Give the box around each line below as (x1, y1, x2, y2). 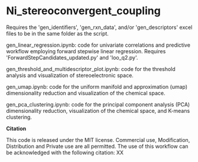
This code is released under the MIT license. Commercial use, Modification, (6, 136, 190, 143)
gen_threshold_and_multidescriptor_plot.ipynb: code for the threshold (6, 65, 176, 72)
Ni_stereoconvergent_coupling (6, 4, 161, 18)
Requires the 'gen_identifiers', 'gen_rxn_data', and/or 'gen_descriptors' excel (6, 24, 193, 31)
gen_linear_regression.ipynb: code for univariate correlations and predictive (6, 41, 191, 48)
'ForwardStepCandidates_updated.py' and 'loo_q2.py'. (6, 54, 138, 61)
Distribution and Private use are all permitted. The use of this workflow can (6, 142, 189, 150)
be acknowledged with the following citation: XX (6, 149, 124, 156)
